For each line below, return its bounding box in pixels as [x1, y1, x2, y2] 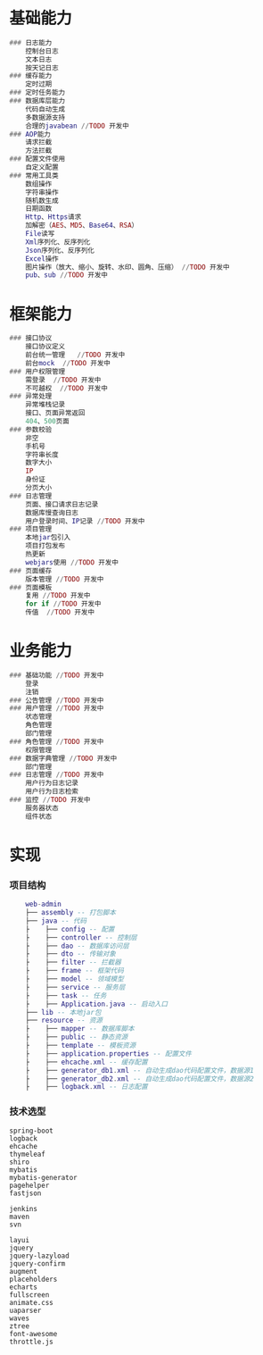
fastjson [9, 1189, 42, 1198]
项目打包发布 [25, 541, 65, 550]
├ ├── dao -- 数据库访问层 [25, 941, 129, 950]
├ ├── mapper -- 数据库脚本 [25, 1025, 136, 1033]
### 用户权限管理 [9, 367, 65, 376]
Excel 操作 [25, 254, 60, 263]
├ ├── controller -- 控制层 [25, 933, 137, 942]
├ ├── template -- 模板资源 [25, 1041, 136, 1050]
